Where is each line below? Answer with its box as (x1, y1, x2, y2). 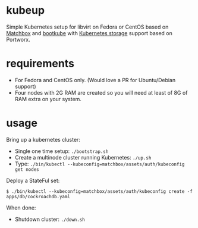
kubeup (6, 4, 45, 17)
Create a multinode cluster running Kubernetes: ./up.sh (14, 154, 152, 161)
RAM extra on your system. (14, 95, 82, 102)
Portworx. (6, 36, 31, 43)
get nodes (14, 166, 40, 173)
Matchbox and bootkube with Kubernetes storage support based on (6, 29, 172, 36)
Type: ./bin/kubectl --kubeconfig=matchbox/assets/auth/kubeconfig (14, 160, 185, 167)
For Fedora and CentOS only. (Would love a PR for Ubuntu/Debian (14, 76, 176, 83)
